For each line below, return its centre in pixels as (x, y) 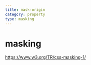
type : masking (20, 19)
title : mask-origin (25, 10)
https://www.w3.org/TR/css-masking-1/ (45, 57)
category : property (25, 14)
